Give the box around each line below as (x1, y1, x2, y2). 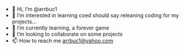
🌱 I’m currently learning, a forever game (11, 24, 109, 31)
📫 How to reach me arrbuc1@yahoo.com (11, 37, 114, 44)
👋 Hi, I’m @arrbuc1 (11, 6, 58, 12)
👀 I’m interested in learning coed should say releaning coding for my (11, 12, 180, 19)
